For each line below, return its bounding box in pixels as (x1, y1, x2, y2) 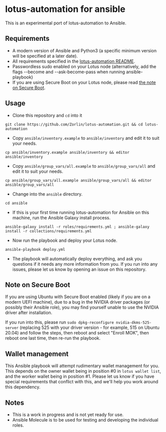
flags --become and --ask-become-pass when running (12, 69, 125, 75)
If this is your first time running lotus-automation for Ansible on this (12, 209, 150, 215)
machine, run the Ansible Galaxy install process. (12, 215, 111, 220)
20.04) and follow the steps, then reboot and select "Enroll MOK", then (5, 330, 149, 336)
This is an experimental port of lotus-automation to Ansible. (5, 20, 126, 26)
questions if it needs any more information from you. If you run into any (12, 261, 158, 267)
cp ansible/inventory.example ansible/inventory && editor (5, 150, 130, 155)
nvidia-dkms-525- (115, 320, 152, 325)
